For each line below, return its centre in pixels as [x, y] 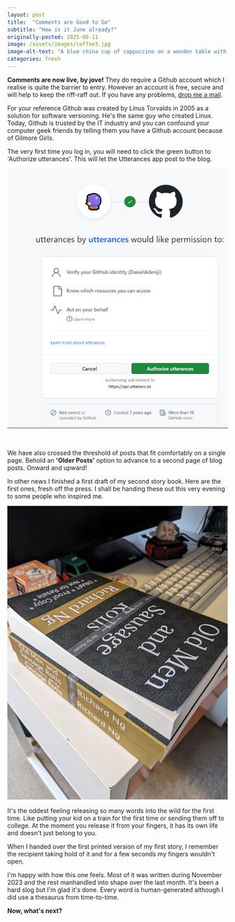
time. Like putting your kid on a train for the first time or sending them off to [116, 819]
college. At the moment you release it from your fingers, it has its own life [113, 826]
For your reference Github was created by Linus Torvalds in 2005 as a [108, 108]
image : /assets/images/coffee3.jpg [59, 44]
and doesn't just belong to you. [52, 833]
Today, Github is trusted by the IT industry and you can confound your [108, 123]
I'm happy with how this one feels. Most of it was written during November [115, 875]
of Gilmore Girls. [31, 138]
